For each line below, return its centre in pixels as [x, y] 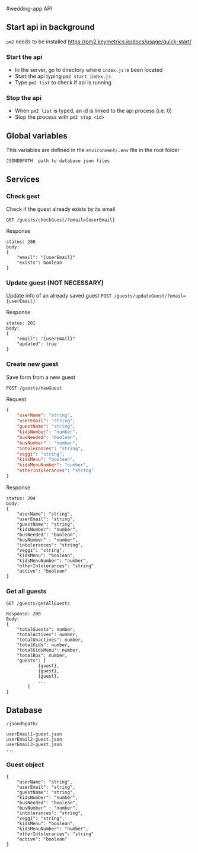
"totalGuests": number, [46, 630]
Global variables [37, 136]
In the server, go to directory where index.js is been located [89, 70]
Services [23, 179]
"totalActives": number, [47, 635]
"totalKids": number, [43, 645]
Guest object [25, 764]
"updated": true [37, 344]
